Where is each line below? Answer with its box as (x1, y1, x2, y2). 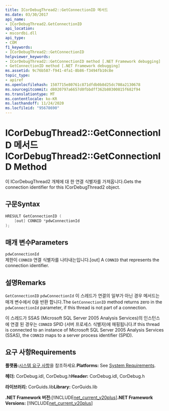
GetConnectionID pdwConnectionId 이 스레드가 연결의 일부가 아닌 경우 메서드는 (5, 293, 160, 298)
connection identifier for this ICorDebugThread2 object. (5, 184, 121, 190)
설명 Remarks (5, 278, 46, 287)
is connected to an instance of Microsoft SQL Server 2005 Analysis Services (5, 327, 164, 333)
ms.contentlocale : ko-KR (5, 96, 57, 101)
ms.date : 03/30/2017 (5, 12, 49, 17)
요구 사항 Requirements (5, 348, 76, 357)
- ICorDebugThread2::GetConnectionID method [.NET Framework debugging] (5, 59, 161, 64)
